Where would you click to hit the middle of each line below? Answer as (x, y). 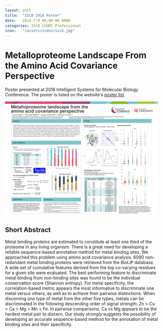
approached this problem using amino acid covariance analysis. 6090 (75, 257)
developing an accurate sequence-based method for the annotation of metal (81, 319)
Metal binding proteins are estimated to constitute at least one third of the (79, 242)
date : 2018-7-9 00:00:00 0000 (38, 20)
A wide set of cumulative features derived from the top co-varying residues (81, 267)
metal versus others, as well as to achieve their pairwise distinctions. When (80, 293)
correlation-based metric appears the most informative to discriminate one (80, 288)
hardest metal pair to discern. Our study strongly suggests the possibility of (81, 314)
